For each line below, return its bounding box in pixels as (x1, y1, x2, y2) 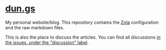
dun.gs (5, 3, 36, 14)
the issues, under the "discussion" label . (5, 39, 89, 45)
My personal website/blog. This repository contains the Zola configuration (5, 19, 159, 25)
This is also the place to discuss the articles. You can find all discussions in (5, 34, 161, 40)
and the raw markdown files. (5, 24, 64, 30)
